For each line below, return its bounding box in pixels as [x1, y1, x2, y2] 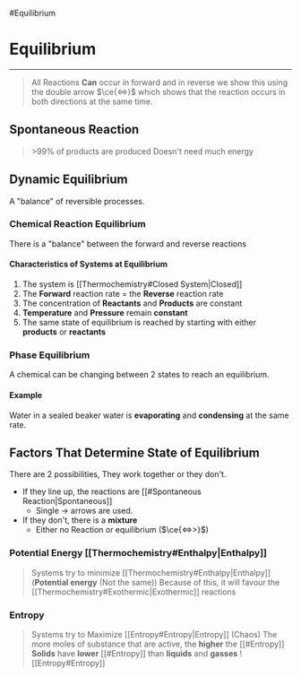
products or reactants [21, 326, 106, 337]
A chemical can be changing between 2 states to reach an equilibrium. [9, 369, 271, 380]
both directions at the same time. [30, 96, 154, 107]
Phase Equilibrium [9, 349, 90, 361]
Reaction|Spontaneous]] [21, 496, 113, 507]
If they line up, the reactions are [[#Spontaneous [21, 486, 202, 497]
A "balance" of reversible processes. [9, 195, 145, 206]
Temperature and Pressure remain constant [21, 308, 188, 318]
